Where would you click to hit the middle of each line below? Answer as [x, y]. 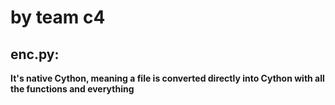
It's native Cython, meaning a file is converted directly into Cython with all [167, 78]
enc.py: [35, 54]
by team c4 [58, 17]
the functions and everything [72, 89]
